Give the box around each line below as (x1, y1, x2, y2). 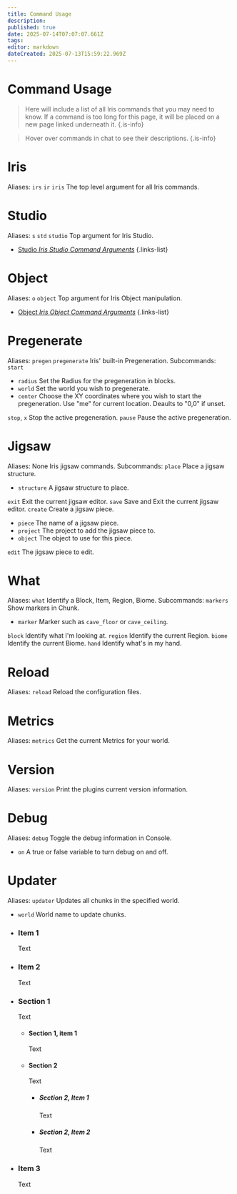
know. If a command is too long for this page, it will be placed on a (24, 112, 220, 121)
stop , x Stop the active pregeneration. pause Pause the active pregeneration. (7, 413, 231, 422)
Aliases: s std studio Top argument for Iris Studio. (7, 231, 153, 240)
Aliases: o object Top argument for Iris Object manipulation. (7, 294, 183, 302)
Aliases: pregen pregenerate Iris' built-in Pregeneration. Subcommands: (7, 356, 216, 365)
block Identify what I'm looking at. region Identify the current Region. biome (7, 631, 228, 640)
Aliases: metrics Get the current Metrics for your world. (7, 736, 170, 745)
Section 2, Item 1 (39, 1093, 89, 1102)
